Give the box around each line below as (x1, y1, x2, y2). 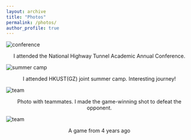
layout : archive (6, 8, 46, 15)
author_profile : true (6, 25, 60, 31)
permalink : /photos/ (6, 19, 57, 25)
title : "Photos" (6, 14, 46, 20)
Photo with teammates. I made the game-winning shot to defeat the (17, 98, 182, 105)
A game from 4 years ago (68, 127, 131, 134)
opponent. (86, 104, 112, 112)
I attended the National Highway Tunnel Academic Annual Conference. (13, 52, 186, 59)
